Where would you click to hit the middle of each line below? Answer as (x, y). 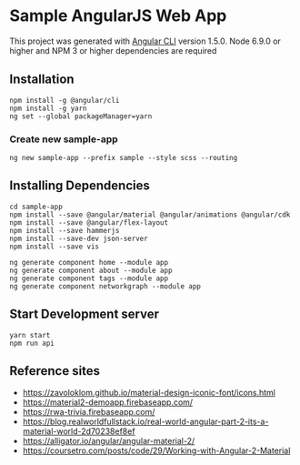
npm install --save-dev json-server (79, 238)
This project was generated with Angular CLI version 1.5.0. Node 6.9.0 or (145, 41)
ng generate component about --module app (91, 270)
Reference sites (55, 371)
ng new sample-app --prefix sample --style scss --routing (124, 158)
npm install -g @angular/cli (65, 100)
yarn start (30, 335)
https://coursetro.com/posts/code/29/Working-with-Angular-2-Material (156, 450)
